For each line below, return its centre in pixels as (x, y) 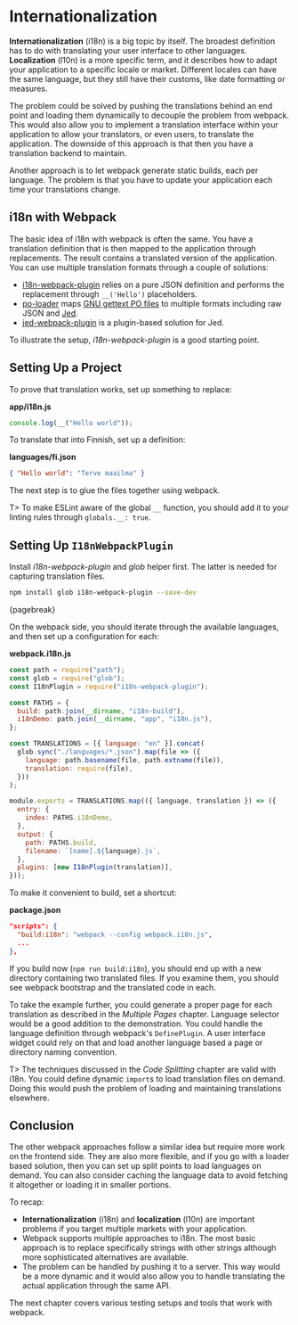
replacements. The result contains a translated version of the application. (143, 258)
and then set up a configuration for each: (85, 636)
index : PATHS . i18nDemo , (69, 818)
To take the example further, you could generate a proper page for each (141, 1004)
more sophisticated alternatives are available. (105, 1257)
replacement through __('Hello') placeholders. (109, 294)
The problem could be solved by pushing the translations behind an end (141, 105)
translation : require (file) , (79, 769)
